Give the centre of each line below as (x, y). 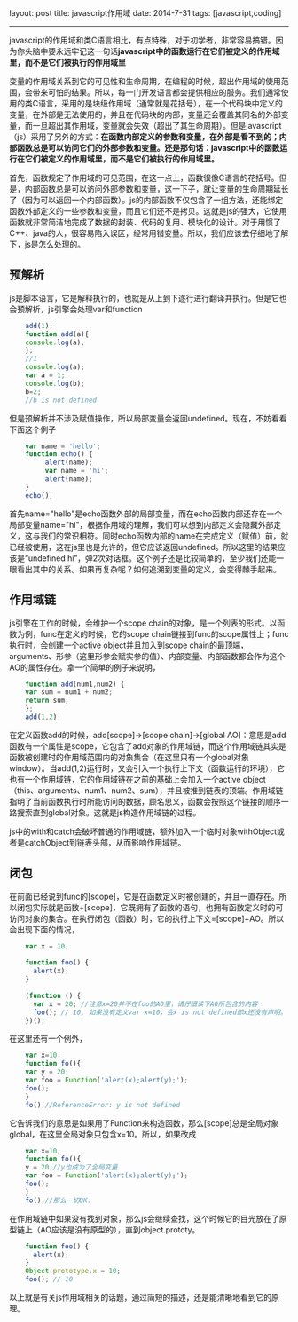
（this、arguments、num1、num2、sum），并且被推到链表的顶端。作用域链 (146, 790)
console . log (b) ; (55, 383)
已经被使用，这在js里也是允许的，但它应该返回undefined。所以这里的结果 (143, 547)
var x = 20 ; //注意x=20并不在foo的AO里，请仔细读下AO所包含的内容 (145, 1004)
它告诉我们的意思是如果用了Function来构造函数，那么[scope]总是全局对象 (144, 1123)
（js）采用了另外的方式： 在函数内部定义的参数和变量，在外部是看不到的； (144, 137)
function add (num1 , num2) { (75, 684)
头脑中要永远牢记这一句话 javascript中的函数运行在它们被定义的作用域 (152, 51)
